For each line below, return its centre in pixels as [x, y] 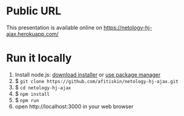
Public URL [34, 11]
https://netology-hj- [128, 28]
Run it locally [39, 58]
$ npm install [32, 93]
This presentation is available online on [54, 28]
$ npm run [27, 100]
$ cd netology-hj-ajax [43, 87]
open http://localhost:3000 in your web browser [74, 106]
